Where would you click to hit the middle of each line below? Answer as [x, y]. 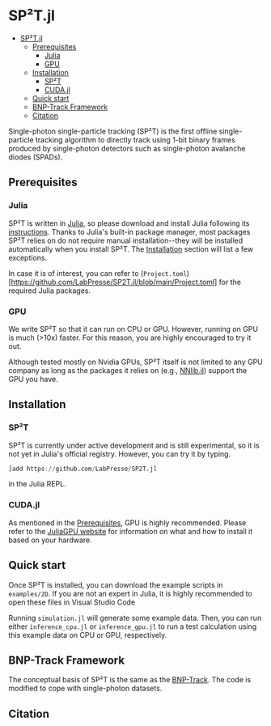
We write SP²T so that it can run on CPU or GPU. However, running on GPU [133, 329]
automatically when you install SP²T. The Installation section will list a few [131, 248]
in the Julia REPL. [37, 484]
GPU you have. [33, 379]
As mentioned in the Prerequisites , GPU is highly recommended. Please [127, 522]
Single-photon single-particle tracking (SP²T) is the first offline [113, 131]
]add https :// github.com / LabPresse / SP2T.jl [83, 469]
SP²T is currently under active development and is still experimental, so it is [134, 445]
